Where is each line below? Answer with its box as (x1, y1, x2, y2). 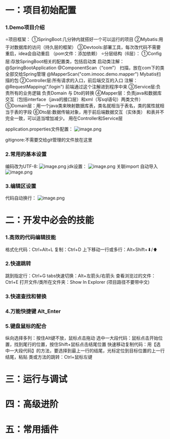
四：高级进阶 (5, 399, 59, 410)
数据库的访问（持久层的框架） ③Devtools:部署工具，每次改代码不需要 (14, 44, 161, 51)
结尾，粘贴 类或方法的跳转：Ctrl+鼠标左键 (5, 354, 93, 360)
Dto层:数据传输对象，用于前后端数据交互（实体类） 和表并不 (39, 109, 164, 115)
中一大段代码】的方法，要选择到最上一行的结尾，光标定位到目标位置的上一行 (5, 347, 165, 354)
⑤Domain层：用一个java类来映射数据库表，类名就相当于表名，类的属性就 (5, 103, 160, 109)
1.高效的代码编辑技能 (5, 234, 56, 241)
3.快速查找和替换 (5, 293, 47, 300)
